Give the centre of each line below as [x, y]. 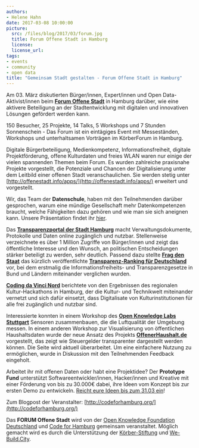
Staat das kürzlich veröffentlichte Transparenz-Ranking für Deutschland [96, 261]
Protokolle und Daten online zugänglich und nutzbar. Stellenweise [87, 236]
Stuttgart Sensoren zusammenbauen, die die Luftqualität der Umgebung [95, 322]
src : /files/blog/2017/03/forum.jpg [57, 34]
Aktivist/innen [23, 101]
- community [21, 67]
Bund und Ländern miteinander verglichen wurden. [69, 274]
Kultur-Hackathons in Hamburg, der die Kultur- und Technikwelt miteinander [100, 292]
